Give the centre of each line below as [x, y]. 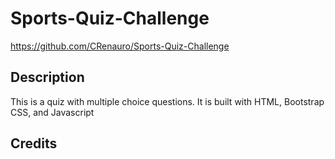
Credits [34, 143]
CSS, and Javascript [52, 112]
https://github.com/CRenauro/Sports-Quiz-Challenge [120, 46]
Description [47, 77]
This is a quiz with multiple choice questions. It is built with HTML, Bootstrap [167, 101]
